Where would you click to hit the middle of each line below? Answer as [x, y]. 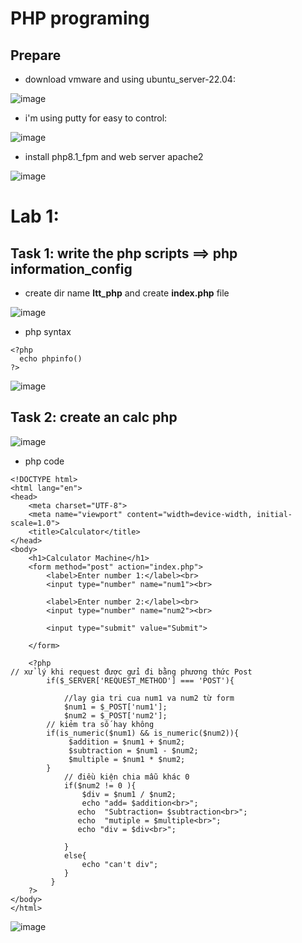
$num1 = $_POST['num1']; [115, 707]
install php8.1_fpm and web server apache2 [114, 156]
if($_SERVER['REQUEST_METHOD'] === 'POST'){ [140, 680]
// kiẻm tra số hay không [100, 724]
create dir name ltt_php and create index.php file [127, 293]
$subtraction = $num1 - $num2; [133, 750]
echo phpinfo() [51, 359]
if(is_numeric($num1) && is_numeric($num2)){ [143, 733]
